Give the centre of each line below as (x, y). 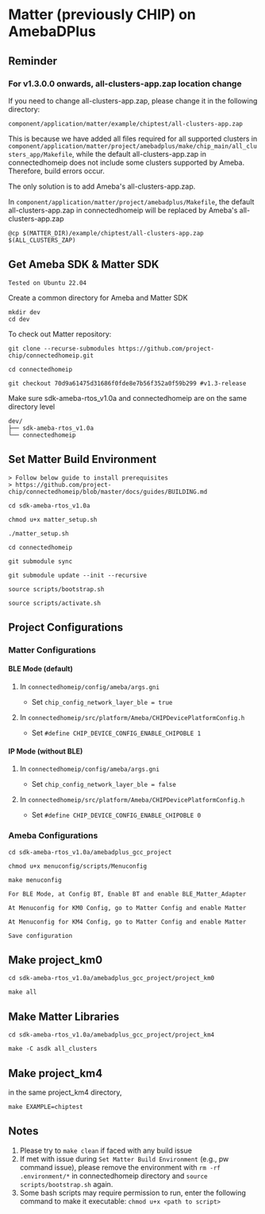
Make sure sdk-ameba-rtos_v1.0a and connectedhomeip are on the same (128, 398)
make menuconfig (35, 880)
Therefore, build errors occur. (56, 171)
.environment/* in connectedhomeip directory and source (113, 1176)
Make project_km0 (56, 960)
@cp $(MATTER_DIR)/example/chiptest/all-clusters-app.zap (106, 233)
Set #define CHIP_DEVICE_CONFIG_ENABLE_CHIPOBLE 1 (116, 733)
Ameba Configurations (53, 835)
